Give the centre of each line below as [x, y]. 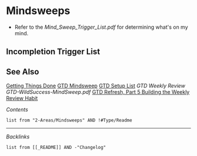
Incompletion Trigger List [53, 52]
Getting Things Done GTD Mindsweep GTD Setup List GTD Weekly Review [96, 86]
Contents [17, 110]
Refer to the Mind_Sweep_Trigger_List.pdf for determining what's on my [101, 27]
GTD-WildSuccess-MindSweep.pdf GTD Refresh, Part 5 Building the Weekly [98, 92]
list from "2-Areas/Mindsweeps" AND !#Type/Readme [69, 121]
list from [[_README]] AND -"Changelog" [56, 148]
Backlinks [18, 137]
